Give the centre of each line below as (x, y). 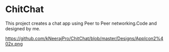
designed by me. (23, 28)
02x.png (14, 43)
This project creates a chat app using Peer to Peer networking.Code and (81, 23)
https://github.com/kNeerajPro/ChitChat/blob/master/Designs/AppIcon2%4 (84, 38)
